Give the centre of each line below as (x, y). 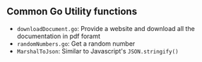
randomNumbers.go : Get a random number (76, 43)
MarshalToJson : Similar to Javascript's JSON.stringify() (97, 51)
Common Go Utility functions (72, 12)
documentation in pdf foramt (58, 36)
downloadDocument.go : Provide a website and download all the (106, 28)
